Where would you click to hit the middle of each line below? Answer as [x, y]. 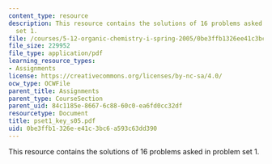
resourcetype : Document [49, 114]
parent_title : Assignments [54, 91]
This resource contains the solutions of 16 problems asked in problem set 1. [134, 151]
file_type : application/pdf [56, 53]
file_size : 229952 [39, 46]
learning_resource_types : [52, 61]
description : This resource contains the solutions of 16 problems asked [136, 23]
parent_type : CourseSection [56, 99]
